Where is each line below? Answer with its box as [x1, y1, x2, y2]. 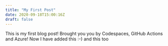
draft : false [5, 17, 33, 22]
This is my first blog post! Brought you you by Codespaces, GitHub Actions [5, 31, 163, 37]
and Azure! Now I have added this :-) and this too [5, 36, 109, 42]
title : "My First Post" [5, 7, 56, 13]
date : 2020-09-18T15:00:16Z [5, 12, 65, 17]
